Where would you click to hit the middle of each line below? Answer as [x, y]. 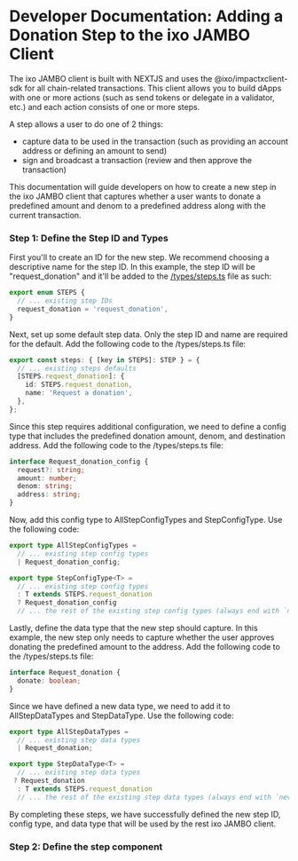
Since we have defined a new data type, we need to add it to [120, 706]
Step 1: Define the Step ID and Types [89, 238]
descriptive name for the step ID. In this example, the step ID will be [132, 267]
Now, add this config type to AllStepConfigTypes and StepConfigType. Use [146, 520]
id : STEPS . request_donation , [79, 385]
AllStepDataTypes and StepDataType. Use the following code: [122, 715]
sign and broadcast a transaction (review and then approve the [137, 160]
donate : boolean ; [49, 681]
